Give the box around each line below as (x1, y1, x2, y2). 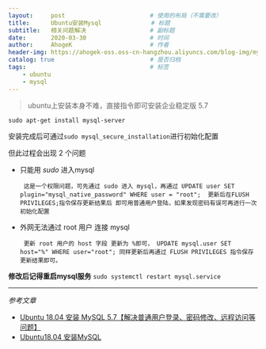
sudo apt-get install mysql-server (8, 116, 126, 124)
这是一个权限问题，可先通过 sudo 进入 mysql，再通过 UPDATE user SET (23, 182, 235, 190)
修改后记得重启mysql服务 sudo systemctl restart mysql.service (8, 271, 222, 281)
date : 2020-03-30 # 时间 (8, 33, 169, 42)
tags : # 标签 (8, 63, 169, 71)
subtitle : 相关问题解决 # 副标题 (8, 26, 176, 34)
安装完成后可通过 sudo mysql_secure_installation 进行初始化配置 (8, 131, 219, 141)
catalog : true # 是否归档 (8, 56, 181, 64)
